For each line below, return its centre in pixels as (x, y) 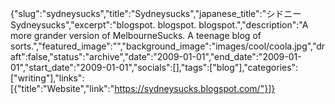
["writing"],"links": (47, 78)
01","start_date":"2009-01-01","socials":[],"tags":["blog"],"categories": (154, 67)
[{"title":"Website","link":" (62, 88)
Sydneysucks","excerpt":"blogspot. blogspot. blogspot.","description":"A (159, 25)
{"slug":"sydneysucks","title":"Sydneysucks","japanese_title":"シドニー (156, 13)
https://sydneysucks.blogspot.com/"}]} (195, 88)
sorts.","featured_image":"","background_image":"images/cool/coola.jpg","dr (168, 46)
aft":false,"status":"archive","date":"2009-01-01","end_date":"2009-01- (156, 56)
